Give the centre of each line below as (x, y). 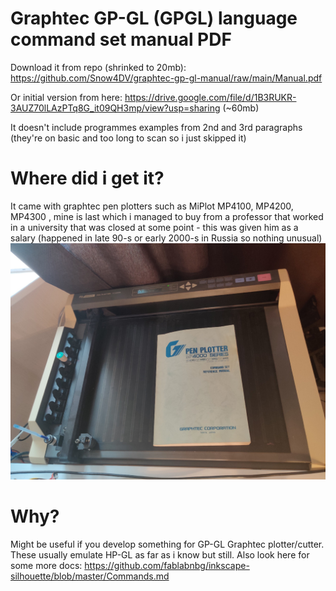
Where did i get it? (87, 178)
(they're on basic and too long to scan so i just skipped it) (128, 138)
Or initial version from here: (66, 97)
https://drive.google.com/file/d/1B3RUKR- (210, 97)
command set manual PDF (121, 39)
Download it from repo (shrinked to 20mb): (98, 67)
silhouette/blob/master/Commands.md (90, 576)
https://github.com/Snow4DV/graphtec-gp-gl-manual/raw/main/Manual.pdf (166, 78)
